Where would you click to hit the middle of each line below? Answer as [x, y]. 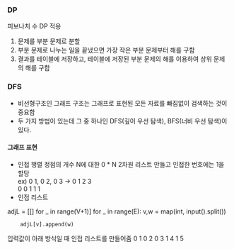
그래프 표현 [22, 148]
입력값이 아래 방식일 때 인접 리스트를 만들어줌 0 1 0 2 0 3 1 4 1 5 [95, 238]
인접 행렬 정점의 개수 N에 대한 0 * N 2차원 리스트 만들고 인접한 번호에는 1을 [121, 164]
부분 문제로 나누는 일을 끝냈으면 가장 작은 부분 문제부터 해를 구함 [106, 50]
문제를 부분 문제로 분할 [49, 41]
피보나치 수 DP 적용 [34, 26]
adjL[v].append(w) [47, 224]
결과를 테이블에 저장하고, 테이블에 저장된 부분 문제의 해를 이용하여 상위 [115, 59]
